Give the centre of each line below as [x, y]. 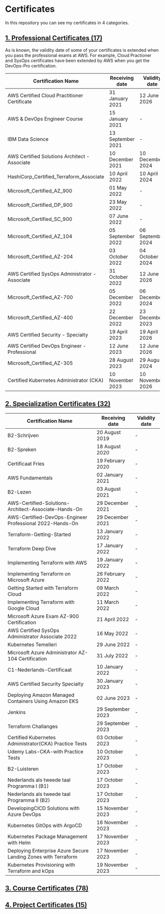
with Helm [19, 843]
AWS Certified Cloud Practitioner [45, 95]
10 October [110, 752]
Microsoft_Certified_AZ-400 [40, 317]
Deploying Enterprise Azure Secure [48, 851]
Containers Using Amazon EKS [43, 701]
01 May [118, 188]
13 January [110, 531]
